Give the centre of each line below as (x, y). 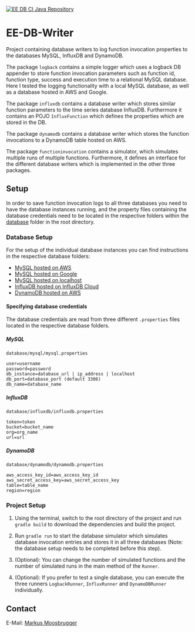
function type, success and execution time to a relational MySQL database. (97, 79)
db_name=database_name (34, 384)
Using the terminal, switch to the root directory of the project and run (98, 518)
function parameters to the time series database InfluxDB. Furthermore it (94, 110)
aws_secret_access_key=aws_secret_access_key (63, 480)
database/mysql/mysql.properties (47, 353)
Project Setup (26, 506)
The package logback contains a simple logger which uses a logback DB (93, 67)
